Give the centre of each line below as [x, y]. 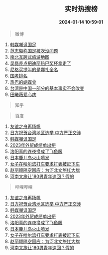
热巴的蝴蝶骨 [23, 82]
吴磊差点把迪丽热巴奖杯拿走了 [40, 63]
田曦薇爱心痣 [23, 94]
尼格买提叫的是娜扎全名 [34, 69]
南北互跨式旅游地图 [30, 57]
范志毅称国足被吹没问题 [34, 50]
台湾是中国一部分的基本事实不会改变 [47, 88]
